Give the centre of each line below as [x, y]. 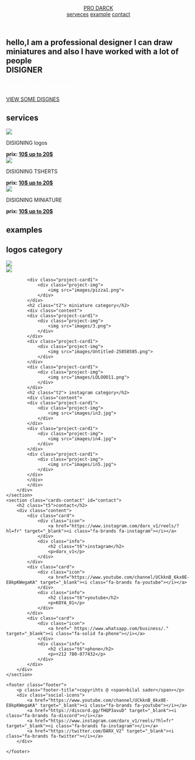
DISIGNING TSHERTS [32, 172]
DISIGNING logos [27, 143]
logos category [34, 249]
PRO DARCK [98, 8]
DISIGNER [24, 70]
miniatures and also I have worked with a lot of [93, 52]
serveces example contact [98, 14]
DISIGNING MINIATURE [34, 200]
